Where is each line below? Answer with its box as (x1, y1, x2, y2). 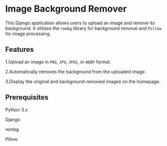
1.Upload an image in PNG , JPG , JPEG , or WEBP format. (5, 59, 111, 65)
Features (5, 45, 34, 54)
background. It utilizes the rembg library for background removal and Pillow (5, 25, 162, 31)
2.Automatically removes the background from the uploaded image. (5, 68, 146, 75)
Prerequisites (5, 93, 49, 102)
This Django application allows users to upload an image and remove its (5, 20, 155, 26)
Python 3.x (5, 106, 28, 113)
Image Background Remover (5, 3, 127, 15)
